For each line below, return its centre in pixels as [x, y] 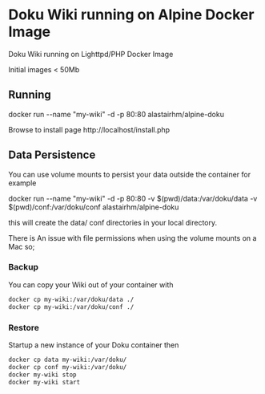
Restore [24, 327]
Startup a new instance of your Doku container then [94, 345]
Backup [23, 267]
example [22, 183]
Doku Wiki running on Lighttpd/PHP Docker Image [91, 54]
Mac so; [22, 246]
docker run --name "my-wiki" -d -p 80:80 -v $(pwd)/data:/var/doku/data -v [133, 198]
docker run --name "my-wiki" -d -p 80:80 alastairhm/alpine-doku [116, 114]
